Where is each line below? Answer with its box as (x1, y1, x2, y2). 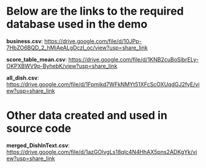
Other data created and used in (6, 109, 167, 123)
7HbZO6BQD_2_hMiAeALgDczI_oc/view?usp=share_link (6, 44, 148, 51)
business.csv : (6, 37, 44, 45)
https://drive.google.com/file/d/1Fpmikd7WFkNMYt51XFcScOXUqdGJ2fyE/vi (6, 81, 200, 88)
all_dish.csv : (6, 74, 40, 81)
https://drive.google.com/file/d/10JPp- (44, 37, 142, 45)
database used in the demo (6, 17, 148, 31)
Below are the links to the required (6, 4, 184, 18)
